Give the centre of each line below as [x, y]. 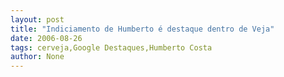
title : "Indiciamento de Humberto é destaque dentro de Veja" [142, 29]
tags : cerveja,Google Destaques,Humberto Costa [111, 47]
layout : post [37, 19]
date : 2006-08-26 [46, 38]
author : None [37, 57]
